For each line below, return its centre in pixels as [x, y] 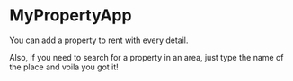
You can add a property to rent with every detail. [99, 40]
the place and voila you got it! [64, 67]
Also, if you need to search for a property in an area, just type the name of [146, 57]
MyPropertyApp [71, 16]
